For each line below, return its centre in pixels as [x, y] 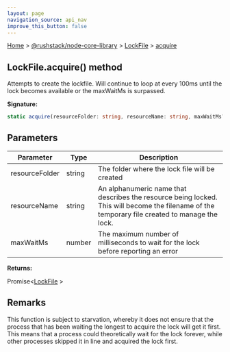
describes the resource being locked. [158, 197]
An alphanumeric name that [142, 188]
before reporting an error [138, 251]
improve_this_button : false [47, 26]
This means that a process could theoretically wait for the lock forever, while [115, 334]
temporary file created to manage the [158, 214]
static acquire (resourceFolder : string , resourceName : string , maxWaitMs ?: [117, 117]
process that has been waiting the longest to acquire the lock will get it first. [114, 327]
